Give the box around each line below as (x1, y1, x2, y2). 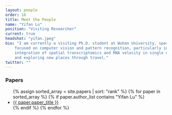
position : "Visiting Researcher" (5, 27, 77, 32)
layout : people (5, 7, 38, 13)
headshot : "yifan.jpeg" (5, 36, 56, 41)
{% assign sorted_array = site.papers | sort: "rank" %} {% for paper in (12, 88, 161, 95)
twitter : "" (5, 60, 31, 65)
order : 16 (5, 12, 27, 17)
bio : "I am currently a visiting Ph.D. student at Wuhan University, (5, 41, 157, 46)
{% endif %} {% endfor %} (12, 104, 70, 110)
